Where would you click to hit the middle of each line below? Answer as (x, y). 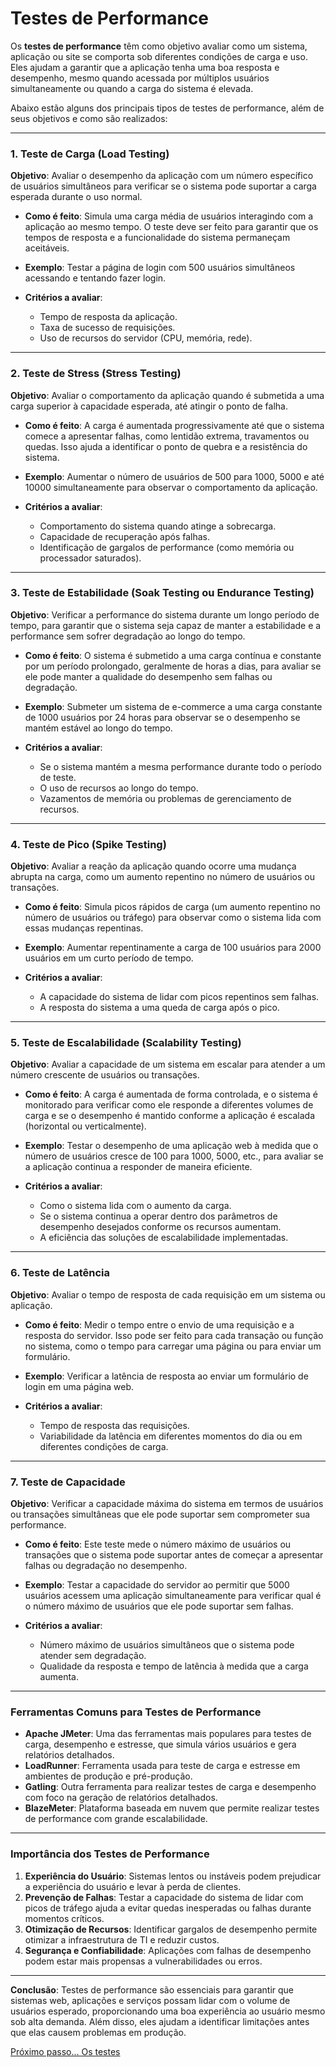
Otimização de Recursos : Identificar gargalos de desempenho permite (171, 1929)
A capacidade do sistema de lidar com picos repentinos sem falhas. (179, 997)
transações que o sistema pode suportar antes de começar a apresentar (174, 1555)
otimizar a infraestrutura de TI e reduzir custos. (122, 1939)
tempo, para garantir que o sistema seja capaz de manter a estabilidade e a (166, 625)
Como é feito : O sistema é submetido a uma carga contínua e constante (173, 655)
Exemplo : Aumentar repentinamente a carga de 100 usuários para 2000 (173, 948)
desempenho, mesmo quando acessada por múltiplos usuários (140, 78)
